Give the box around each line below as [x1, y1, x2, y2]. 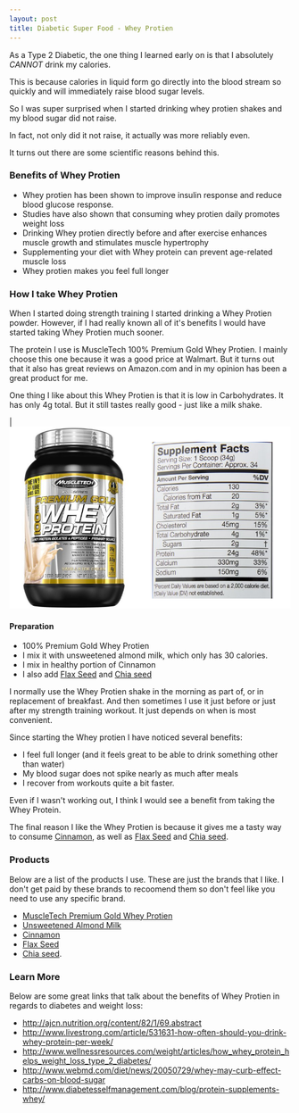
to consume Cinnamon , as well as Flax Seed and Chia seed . [9, 831, 229, 843]
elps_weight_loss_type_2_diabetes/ [21, 1055, 152, 1066]
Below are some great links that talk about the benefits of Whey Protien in [9, 991, 280, 1001]
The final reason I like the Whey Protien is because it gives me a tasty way [9, 822, 282, 833]
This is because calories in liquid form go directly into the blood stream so [9, 76, 282, 87]
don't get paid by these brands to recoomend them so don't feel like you [9, 884, 275, 894]
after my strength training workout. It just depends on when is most [9, 705, 257, 716]
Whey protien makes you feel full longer [21, 265, 170, 276]
